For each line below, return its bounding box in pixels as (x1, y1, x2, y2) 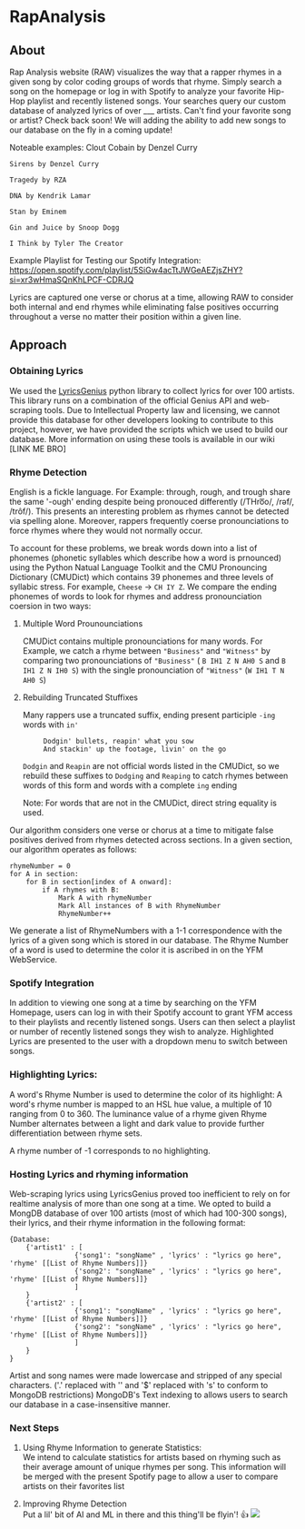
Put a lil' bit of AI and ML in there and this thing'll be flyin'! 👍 (22, 1509, 250, 1520)
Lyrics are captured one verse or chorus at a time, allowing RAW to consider (9, 292, 294, 302)
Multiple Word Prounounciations (22, 617, 143, 628)
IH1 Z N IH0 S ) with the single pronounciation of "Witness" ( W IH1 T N (22, 665, 285, 676)
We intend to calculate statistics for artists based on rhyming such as (22, 1452, 281, 1463)
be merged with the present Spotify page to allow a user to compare (22, 1471, 279, 1482)
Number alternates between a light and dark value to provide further (9, 1118, 265, 1129)
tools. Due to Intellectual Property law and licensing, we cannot (44, 404, 280, 415)
